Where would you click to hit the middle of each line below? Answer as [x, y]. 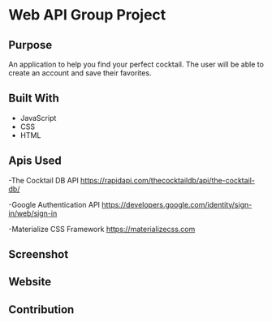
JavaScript [38, 118]
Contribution [41, 309]
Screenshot [39, 254]
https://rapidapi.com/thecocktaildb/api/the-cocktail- [168, 180]
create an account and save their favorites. [80, 73]
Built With [34, 99]
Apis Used [35, 161]
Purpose [30, 45]
